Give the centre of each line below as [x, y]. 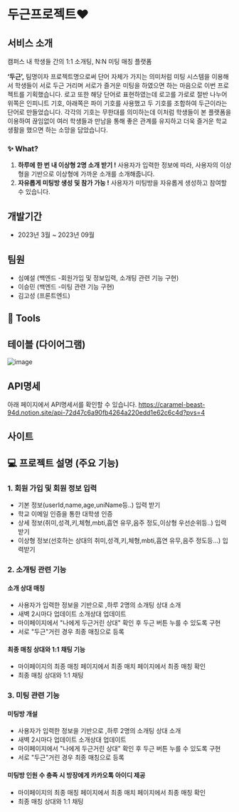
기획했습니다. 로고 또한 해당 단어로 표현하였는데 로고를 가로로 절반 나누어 [127, 94]
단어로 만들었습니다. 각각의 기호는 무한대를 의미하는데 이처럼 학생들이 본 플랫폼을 [119, 112]
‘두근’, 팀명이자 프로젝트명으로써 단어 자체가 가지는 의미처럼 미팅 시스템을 [109, 76]
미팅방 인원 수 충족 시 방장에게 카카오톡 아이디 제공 [76, 775]
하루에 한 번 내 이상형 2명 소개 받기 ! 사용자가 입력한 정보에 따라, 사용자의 [118, 165]
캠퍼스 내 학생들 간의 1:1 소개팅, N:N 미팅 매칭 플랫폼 [80, 62]
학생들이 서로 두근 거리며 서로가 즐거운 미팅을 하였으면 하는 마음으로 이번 [115, 85]
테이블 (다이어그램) [47, 344]
